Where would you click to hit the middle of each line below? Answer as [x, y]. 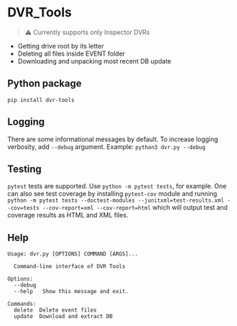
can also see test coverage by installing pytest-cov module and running [112, 194]
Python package [44, 84]
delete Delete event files [56, 310]
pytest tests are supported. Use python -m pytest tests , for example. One [117, 186]
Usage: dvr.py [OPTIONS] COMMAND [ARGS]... [73, 254]
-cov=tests [23, 208]
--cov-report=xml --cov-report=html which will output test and [135, 208]
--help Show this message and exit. [72, 292]
